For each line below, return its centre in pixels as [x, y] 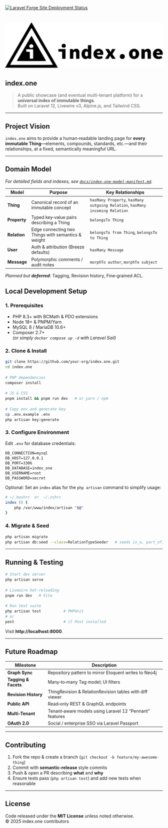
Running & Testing [34, 562]
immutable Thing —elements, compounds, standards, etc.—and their [76, 143]
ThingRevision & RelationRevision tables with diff [97, 692]
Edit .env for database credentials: [40, 443]
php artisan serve [24, 580]
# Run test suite [23, 606]
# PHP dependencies [25, 377]
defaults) [40, 252]
